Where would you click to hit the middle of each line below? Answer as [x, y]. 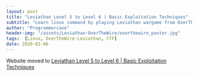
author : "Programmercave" [38, 28]
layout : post [22, 11]
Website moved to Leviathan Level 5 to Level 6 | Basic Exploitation [86, 61]
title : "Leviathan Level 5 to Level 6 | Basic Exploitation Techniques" [97, 17]
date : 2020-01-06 [27, 44]
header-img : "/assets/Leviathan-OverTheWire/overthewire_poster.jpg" [93, 33]
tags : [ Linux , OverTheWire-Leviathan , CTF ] [62, 39]
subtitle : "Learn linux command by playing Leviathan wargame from [91, 22]
